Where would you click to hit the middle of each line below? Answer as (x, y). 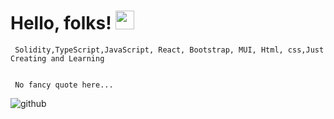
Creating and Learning (57, 58)
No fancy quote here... (64, 85)
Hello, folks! (61, 23)
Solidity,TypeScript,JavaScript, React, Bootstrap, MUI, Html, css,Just (169, 50)
